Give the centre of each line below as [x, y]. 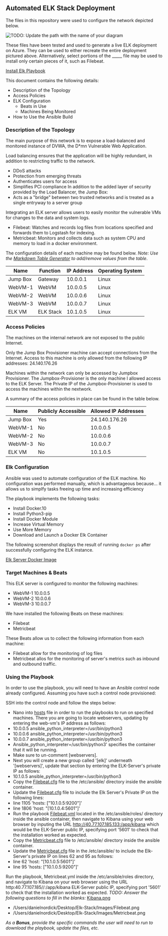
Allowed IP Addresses [117, 411]
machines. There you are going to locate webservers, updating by [81, 718]
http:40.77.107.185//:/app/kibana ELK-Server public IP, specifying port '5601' [83, 887]
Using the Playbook [30, 677]
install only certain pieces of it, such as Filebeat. [55, 61]
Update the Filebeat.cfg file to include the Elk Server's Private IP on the [86, 792]
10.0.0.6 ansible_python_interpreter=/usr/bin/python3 [68, 734]
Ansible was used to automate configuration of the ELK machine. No [76, 478]
